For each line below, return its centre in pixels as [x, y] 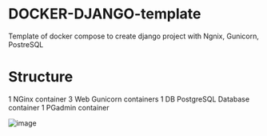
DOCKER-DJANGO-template [105, 14]
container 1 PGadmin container [59, 107]
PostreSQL [26, 44]
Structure [41, 77]
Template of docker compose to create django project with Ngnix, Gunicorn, [134, 36]
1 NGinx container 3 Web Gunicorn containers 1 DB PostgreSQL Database [129, 99]
